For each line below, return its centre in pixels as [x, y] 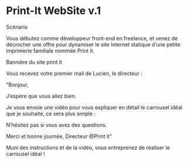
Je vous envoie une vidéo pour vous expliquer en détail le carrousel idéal [94, 107]
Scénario [17, 27]
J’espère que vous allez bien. [41, 96]
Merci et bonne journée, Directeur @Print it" [59, 136]
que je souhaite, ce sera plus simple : [51, 113]
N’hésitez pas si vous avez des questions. [57, 125]
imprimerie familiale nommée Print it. [50, 50]
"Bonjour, [17, 85]
